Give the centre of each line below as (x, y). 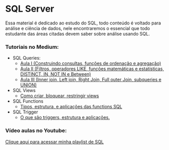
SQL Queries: (26, 58)
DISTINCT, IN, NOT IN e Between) (56, 74)
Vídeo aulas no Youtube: (36, 131)
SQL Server (30, 9)
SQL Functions (28, 101)
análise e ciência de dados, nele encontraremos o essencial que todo (78, 28)
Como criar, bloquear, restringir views (60, 96)
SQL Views (24, 91)
